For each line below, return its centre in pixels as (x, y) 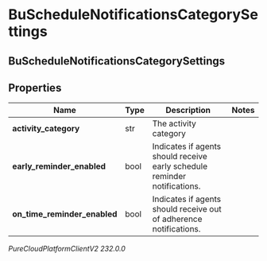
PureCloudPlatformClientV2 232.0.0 (67, 249)
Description (188, 111)
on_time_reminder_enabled (65, 214)
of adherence (177, 219)
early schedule (180, 166)
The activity (174, 123)
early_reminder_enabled (59, 166)
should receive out (187, 209)
